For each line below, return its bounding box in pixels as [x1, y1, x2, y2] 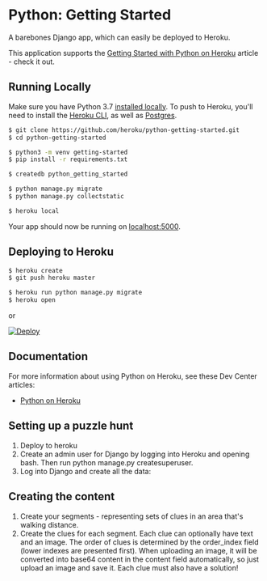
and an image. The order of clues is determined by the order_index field [19, 536, 260, 547]
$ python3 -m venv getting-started [8, 148, 128, 156]
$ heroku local [8, 206, 60, 215]
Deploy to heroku [19, 440, 78, 450]
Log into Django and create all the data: [19, 466, 152, 476]
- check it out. [8, 57, 55, 66]
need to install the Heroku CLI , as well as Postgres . [8, 110, 177, 120]
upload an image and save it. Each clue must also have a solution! [19, 562, 239, 572]
